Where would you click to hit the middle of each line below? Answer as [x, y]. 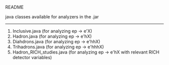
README [15, 7]
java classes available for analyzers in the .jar [52, 17]
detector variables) [32, 57]
